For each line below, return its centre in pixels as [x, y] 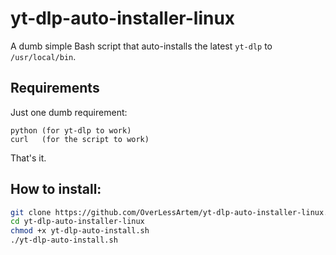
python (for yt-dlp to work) [71, 130]
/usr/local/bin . [43, 56]
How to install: [56, 189]
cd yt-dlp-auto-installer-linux [77, 222]
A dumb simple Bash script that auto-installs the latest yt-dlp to [141, 46]
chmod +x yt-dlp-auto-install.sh [80, 231]
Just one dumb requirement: [69, 112]
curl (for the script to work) [80, 139]
